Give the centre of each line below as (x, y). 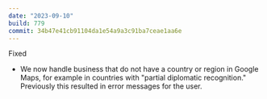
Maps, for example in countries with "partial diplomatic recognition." (133, 78)
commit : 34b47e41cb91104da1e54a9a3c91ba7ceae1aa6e (95, 31)
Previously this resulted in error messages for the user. (111, 86)
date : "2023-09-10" (41, 16)
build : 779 (27, 23)
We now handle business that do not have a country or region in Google (139, 69)
